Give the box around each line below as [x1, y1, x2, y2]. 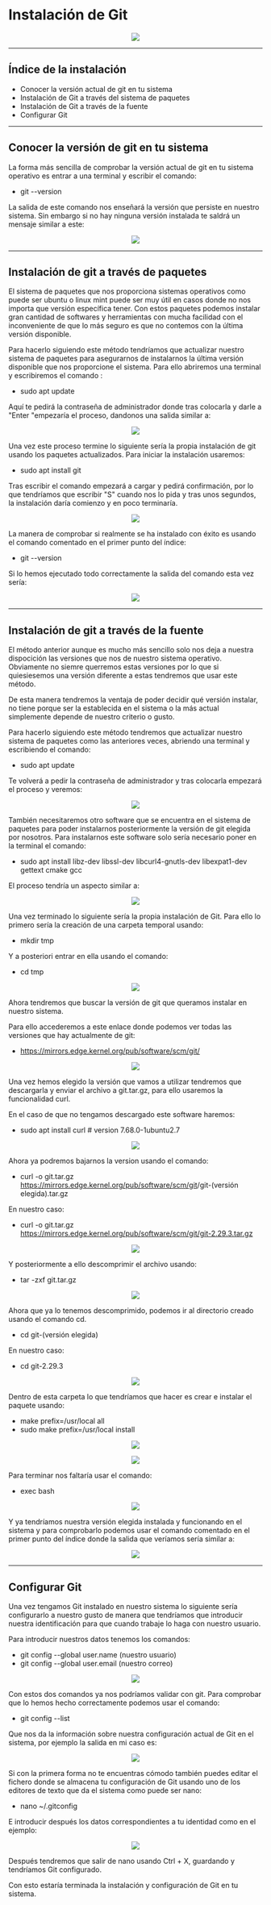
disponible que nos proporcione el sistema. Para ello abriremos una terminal [8, 362, 261, 372]
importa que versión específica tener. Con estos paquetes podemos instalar [8, 304, 261, 314]
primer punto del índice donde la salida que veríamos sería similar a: [8, 1534, 236, 1544]
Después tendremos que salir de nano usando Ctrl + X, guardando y [8, 1857, 236, 1865]
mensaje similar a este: [8, 219, 85, 229]
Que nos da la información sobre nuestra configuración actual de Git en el [8, 1729, 254, 1739]
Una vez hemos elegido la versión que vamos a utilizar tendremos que [8, 1077, 242, 1086]
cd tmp [19, 967, 44, 977]
